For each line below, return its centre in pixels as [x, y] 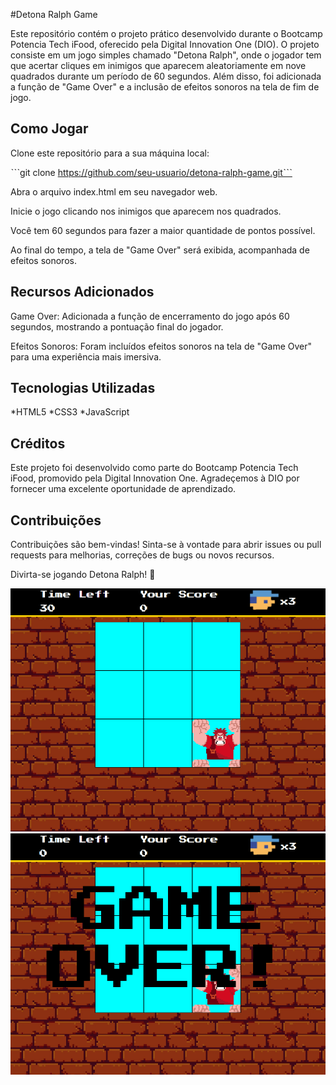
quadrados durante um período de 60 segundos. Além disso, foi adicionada [166, 76]
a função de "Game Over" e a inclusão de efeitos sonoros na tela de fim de [165, 87]
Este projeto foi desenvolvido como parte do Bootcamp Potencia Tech [154, 468]
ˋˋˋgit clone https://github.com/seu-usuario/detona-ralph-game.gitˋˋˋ [151, 172]
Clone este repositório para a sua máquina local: [110, 153]
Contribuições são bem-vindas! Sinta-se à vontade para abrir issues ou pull [166, 545]
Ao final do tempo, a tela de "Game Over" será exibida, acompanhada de [160, 250]
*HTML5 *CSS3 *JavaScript [70, 412]
